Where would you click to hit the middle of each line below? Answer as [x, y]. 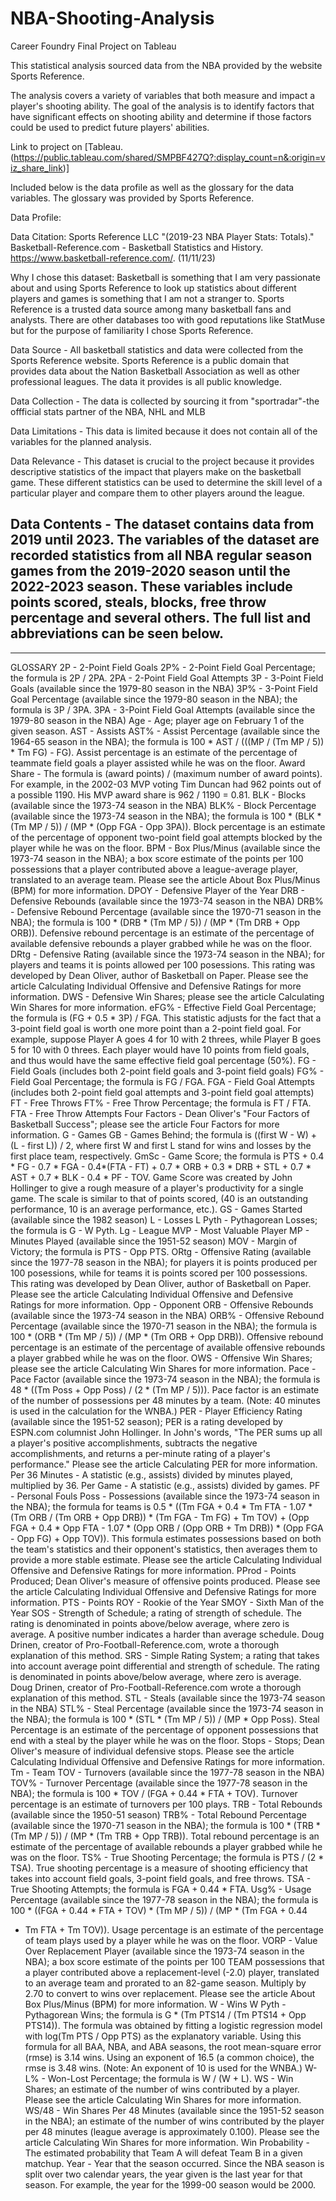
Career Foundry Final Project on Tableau [93, 46]
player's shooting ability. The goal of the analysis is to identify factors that [162, 106]
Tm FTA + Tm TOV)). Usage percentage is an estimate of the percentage [174, 1929]
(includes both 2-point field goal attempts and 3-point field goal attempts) [162, 1092]
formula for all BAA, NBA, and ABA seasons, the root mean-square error [173, 2046]
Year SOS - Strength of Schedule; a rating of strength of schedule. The [156, 1613]
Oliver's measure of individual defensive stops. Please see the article [152, 1751]
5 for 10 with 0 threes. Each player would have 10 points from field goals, [160, 1049]
